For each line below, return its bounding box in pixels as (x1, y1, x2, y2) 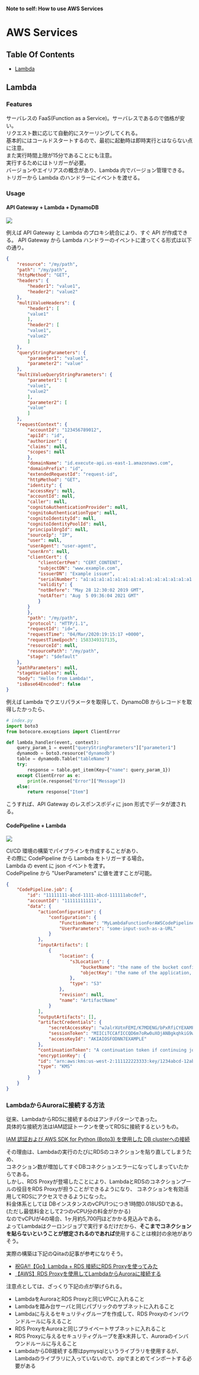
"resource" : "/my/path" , (17, 261, 78, 267)
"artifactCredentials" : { (37, 1020, 102, 1025)
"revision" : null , (59, 992, 105, 998)
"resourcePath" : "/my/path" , (27, 648, 99, 654)
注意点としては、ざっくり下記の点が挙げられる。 (6, 1283, 126, 1290)
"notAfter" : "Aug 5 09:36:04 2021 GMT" (37, 593, 139, 599)
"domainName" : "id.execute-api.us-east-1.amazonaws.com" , (27, 460, 174, 466)
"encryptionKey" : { (37, 1052, 86, 1059)
